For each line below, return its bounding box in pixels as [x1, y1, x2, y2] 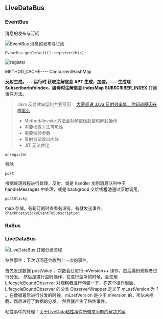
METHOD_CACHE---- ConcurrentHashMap [5, 68, 92, 74]
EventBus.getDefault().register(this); [5, 50, 87, 55]
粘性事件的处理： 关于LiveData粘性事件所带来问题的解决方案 [5, 308, 126, 315]
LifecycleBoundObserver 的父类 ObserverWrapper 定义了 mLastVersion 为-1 [5, 286, 159, 292]
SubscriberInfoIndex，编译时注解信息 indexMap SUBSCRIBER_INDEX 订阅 [5, 85, 158, 91]
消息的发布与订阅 [5, 30, 40, 36]
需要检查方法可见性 [24, 124, 64, 130]
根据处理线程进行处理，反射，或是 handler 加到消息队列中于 [5, 180, 126, 186]
